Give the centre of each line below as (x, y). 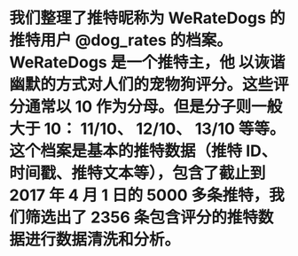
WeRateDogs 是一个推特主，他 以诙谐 (147, 62)
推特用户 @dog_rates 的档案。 (121, 40)
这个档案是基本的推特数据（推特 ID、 (143, 151)
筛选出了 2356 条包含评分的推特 (142, 217)
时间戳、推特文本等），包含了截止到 (137, 173)
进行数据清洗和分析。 (103, 240)
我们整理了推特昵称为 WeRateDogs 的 (147, 18)
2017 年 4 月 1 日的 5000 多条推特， (139, 195)
